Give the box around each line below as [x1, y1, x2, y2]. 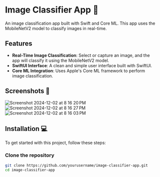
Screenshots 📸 [5, 87, 50, 95]
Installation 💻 [5, 124, 48, 133]
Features [5, 40, 32, 48]
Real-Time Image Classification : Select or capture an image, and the [12, 52, 150, 58]
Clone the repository [5, 152, 55, 159]
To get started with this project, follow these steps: [5, 140, 106, 146]
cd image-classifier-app [5, 167, 55, 172]
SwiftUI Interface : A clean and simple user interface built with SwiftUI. [12, 62, 152, 68]
